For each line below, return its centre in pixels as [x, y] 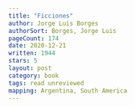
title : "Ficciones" [41, 16]
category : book [34, 76]
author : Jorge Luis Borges [53, 23]
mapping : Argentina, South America [68, 91]
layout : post [30, 68]
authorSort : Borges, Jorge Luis [62, 31]
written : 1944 [32, 53]
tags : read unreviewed [46, 83]
